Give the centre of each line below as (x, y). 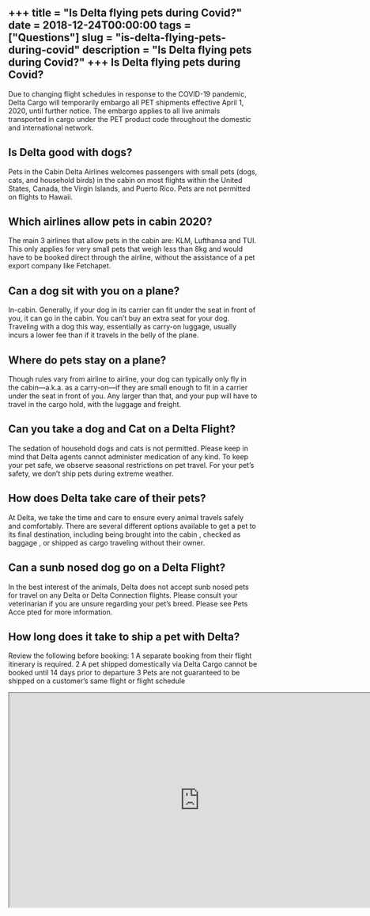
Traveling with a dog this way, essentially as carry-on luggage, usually (123, 327)
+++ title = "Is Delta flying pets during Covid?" (125, 13)
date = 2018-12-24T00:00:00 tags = (100, 26)
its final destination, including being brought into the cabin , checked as (125, 534)
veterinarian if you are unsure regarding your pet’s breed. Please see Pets (128, 603)
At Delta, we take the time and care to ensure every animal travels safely (126, 517)
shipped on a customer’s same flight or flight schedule (97, 681)
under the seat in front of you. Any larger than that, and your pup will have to (133, 396)
